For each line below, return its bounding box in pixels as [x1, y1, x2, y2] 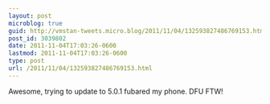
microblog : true [8, 19, 63, 27]
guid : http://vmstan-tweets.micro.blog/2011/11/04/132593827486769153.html [8, 27, 268, 35]
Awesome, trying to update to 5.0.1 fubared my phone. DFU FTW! [8, 86, 223, 96]
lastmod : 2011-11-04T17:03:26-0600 [8, 49, 128, 57]
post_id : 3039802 [8, 34, 67, 43]
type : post [8, 57, 45, 65]
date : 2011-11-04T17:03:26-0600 [8, 42, 117, 50]
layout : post [8, 11, 52, 20]
